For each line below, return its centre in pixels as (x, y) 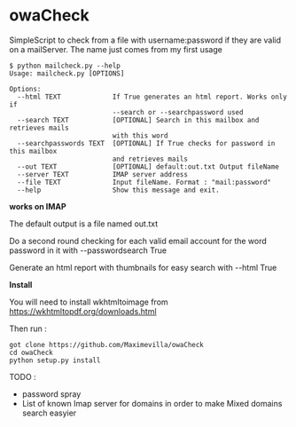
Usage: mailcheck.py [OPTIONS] (67, 73)
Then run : (28, 328)
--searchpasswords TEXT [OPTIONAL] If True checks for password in (146, 143)
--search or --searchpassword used (178, 112)
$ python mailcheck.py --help (65, 66)
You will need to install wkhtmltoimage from (89, 302)
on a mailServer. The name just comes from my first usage (116, 49)
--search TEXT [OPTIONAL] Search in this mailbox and (138, 120)
